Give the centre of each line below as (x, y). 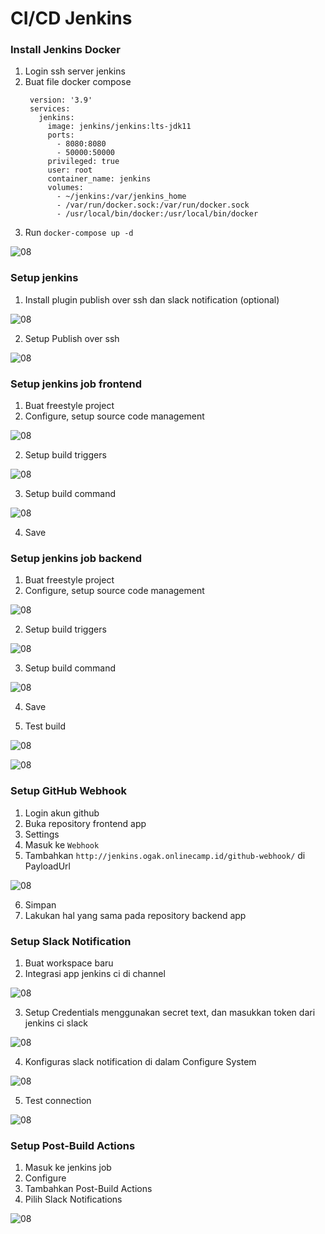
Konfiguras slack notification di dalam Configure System (140, 1061)
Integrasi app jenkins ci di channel (95, 973)
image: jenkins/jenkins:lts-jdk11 (119, 127)
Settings (42, 834)
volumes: (65, 188)
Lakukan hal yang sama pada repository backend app (135, 915)
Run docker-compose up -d (79, 233)
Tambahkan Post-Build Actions (88, 1189)
